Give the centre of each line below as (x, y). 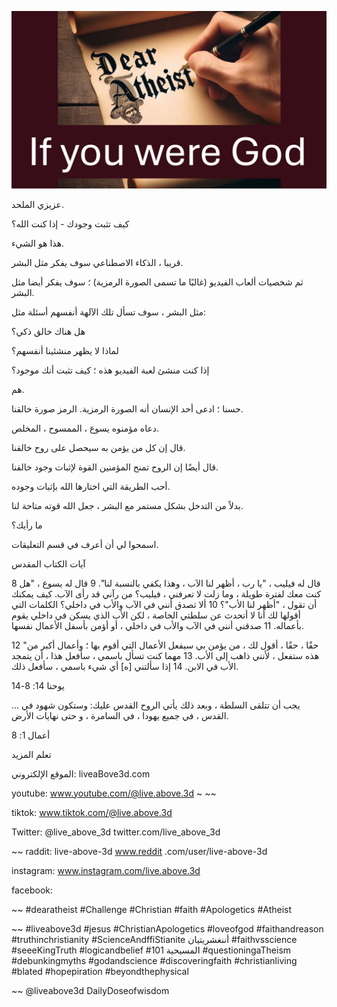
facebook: (32, 890)
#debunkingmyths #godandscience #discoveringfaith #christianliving (154, 960)
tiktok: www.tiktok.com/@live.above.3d (92, 812)
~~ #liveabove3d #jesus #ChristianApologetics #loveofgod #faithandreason (167, 928)
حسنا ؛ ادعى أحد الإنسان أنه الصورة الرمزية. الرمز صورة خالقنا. (127, 408)
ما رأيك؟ (27, 525)
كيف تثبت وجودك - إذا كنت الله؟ (70, 223)
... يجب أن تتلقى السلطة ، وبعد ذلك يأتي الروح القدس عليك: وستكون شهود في (156, 705)
